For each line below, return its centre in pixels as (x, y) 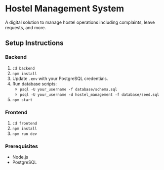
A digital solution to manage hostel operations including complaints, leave (80, 22)
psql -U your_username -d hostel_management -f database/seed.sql (89, 94)
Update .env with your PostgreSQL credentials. (60, 78)
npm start (22, 100)
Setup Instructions (34, 43)
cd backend (23, 68)
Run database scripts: (34, 84)
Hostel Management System (65, 9)
